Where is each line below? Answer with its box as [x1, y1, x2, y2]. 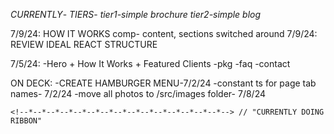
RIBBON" [10, 116, 43, 126]
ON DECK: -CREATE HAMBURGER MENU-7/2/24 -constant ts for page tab [10, 77, 317, 89]
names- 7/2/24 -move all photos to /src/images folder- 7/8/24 [10, 88, 266, 99]
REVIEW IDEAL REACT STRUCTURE [10, 39, 158, 50]
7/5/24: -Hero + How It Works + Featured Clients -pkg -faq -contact [10, 58, 291, 69]
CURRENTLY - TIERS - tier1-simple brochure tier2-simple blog [10, 9, 262, 20]
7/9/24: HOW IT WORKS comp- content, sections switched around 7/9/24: [10, 28, 318, 39]
